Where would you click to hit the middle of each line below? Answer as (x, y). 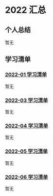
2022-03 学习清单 (26, 100)
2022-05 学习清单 (26, 151)
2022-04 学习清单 (27, 126)
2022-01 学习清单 (26, 75)
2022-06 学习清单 (26, 177)
